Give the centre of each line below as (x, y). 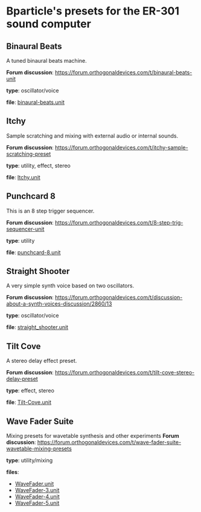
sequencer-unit (25, 229)
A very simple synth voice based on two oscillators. (70, 286)
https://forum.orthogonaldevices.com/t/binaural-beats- (124, 72)
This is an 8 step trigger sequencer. (50, 211)
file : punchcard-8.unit (33, 252)
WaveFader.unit (34, 484)
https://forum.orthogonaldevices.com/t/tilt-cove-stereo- (125, 373)
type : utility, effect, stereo (38, 165)
